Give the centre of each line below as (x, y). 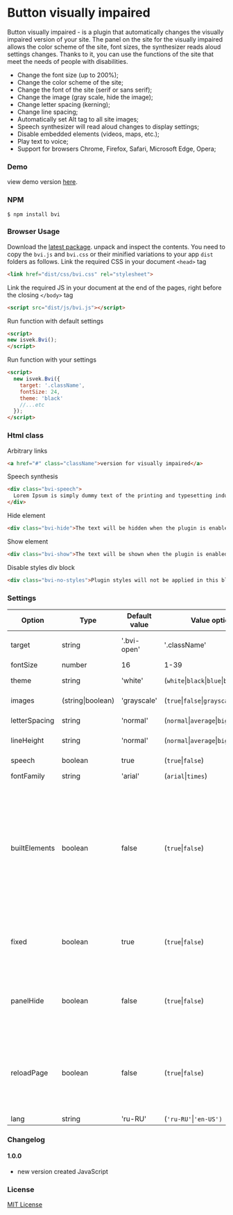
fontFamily (28, 776)
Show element (28, 541)
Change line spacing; (48, 112)
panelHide (27, 1000)
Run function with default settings (55, 321)
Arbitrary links (27, 451)
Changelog (26, 1139)
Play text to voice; (43, 141)
